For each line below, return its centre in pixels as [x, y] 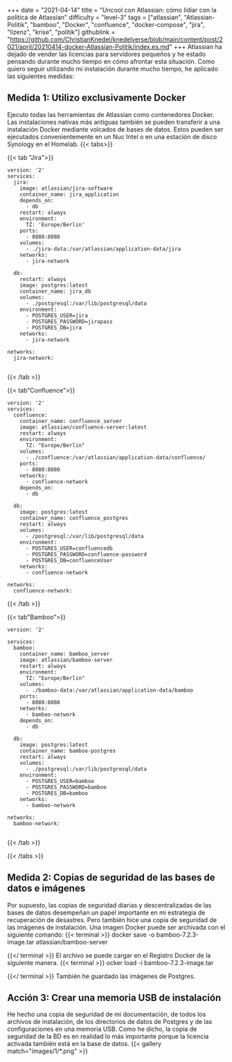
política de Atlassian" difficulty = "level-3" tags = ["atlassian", [95, 17]
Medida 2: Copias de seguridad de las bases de [111, 877]
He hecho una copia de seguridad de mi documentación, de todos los [107, 1014]
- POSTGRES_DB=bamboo [57, 793]
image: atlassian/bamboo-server [66, 660]
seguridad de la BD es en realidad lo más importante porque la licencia [108, 1036]
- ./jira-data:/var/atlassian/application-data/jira [103, 249]
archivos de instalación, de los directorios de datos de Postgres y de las [110, 1022]
